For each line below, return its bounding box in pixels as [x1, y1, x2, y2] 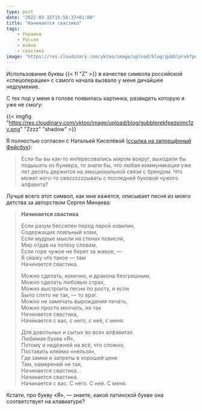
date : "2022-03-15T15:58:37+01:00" [6, 14, 96, 20]
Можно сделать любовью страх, [20, 278, 105, 286]
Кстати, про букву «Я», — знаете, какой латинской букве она [6, 391, 164, 398]
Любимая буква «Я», [20, 335, 75, 342]
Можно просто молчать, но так [20, 304, 102, 311]
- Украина [17, 31, 42, 37]
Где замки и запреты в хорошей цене [20, 354, 118, 361]
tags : [6, 25, 20, 32]
